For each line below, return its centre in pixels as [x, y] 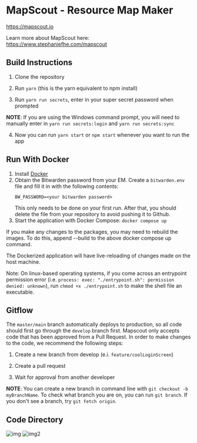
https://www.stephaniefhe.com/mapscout [57, 44]
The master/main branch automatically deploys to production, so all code [94, 324]
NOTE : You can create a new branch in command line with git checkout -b [97, 389]
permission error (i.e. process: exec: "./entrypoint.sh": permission [90, 279]
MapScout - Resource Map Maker [90, 10]
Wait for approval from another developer [65, 377]
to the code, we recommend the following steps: [65, 343]
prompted [26, 106]
